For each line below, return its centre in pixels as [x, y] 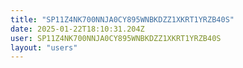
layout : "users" [44, 47]
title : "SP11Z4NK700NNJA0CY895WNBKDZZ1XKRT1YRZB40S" [122, 19]
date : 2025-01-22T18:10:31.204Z [77, 29]
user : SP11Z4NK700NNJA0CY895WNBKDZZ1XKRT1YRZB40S [116, 38]
